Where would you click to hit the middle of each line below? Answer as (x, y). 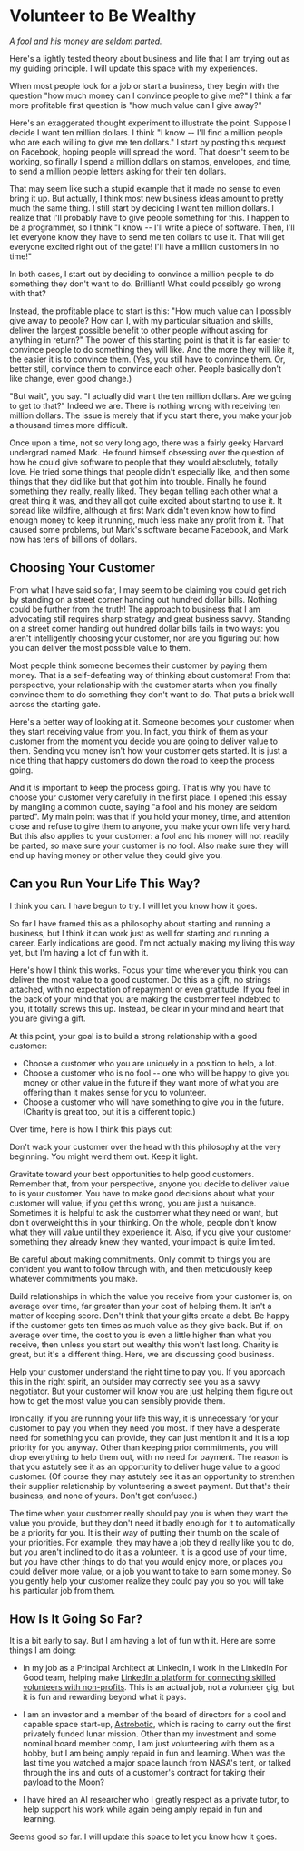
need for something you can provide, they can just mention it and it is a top (149, 1437)
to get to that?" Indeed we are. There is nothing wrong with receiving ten (145, 405)
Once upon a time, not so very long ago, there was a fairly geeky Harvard (147, 443)
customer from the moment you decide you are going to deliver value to (144, 741)
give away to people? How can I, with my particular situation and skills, (142, 320)
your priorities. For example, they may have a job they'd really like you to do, (152, 1542)
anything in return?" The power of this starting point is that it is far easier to (150, 340)
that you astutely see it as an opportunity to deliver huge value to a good (145, 1466)
